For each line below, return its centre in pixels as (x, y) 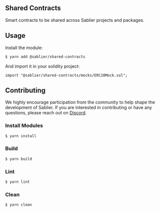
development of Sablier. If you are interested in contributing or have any (79, 107)
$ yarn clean (19, 205)
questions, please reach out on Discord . (46, 113)
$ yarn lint (17, 182)
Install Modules (24, 126)
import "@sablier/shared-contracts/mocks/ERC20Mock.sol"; (66, 75)
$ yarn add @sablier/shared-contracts (45, 56)
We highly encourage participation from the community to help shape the (80, 102)
